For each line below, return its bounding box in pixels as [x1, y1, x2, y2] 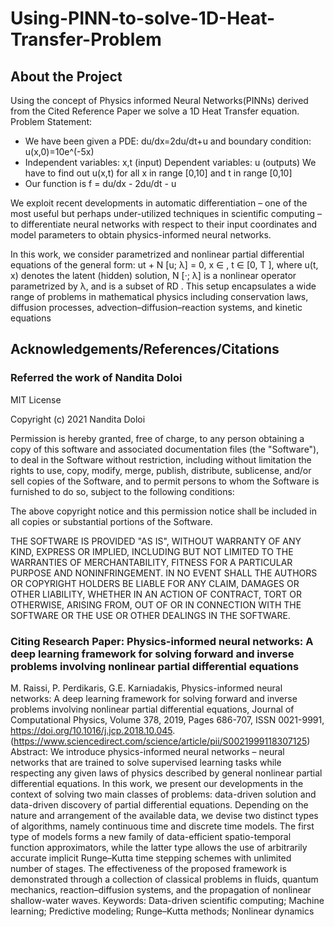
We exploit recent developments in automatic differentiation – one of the [10, 197, 308, 209]
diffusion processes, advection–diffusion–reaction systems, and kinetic [10, 302, 303, 313]
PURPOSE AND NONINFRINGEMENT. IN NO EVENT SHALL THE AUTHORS [10, 567, 318, 579]
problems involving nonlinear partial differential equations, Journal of [10, 703, 295, 715]
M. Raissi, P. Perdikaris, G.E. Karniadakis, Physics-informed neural [10, 682, 283, 694]
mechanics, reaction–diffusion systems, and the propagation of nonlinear [10, 883, 312, 896]
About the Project [10, 68, 123, 85]
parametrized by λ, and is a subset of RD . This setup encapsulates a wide [10, 280, 317, 292]
